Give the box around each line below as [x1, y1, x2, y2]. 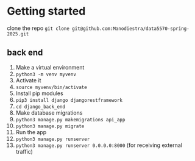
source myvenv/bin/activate [15, 84, 87, 90]
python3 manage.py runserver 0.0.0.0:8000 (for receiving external [15, 141, 182, 149]
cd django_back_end [15, 104, 66, 110]
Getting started [7, 4, 86, 18]
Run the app [15, 128, 47, 135]
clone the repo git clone [7, 24, 69, 32]
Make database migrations [15, 109, 83, 116]
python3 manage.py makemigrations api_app [15, 116, 126, 123]
